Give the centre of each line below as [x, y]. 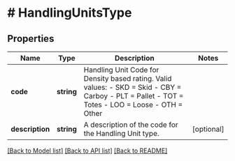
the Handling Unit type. [121, 133]
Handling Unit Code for [121, 70]
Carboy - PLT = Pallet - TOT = [134, 96]
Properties [31, 39]
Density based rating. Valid [128, 78]
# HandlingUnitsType [70, 13]
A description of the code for [131, 125]
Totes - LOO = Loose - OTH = [133, 105]
